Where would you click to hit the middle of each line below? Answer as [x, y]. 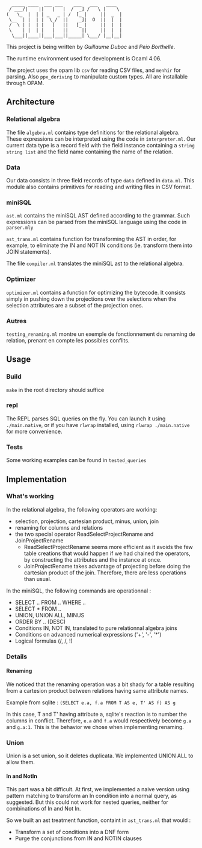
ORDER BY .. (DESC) [40, 622]
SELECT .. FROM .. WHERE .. [50, 602]
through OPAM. [25, 83]
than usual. [38, 579]
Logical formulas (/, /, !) [44, 641]
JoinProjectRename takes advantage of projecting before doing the [107, 566]
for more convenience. [34, 431]
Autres [17, 321]
